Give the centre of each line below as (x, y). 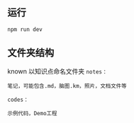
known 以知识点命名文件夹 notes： (57, 71)
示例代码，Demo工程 (32, 113)
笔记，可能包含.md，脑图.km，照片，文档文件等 (67, 86)
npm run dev (25, 29)
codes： (18, 100)
